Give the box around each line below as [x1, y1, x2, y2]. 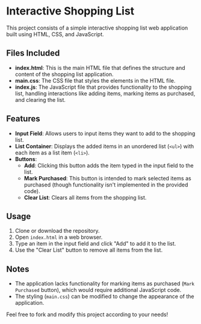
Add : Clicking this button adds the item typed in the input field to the [23, 162, 194, 169]
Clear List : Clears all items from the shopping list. [23, 194, 147, 201]
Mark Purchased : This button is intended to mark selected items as [23, 174, 191, 182]
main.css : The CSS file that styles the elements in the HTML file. [14, 77, 176, 84]
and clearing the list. [14, 96, 66, 103]
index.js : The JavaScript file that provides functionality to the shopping [14, 83, 192, 91]
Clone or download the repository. [14, 227, 100, 235]
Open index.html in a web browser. [14, 233, 103, 241]
